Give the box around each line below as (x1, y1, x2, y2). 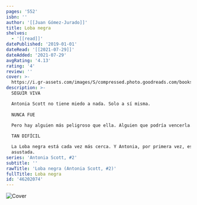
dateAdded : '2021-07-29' (6, 52, 67, 58)
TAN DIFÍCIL (11, 133, 41, 139)
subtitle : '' (6, 160, 38, 166)
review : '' (6, 69, 33, 74)
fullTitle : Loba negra (6, 171, 62, 177)
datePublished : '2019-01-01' (6, 42, 77, 47)
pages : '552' (6, 8, 38, 15)
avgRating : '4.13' (6, 57, 51, 63)
